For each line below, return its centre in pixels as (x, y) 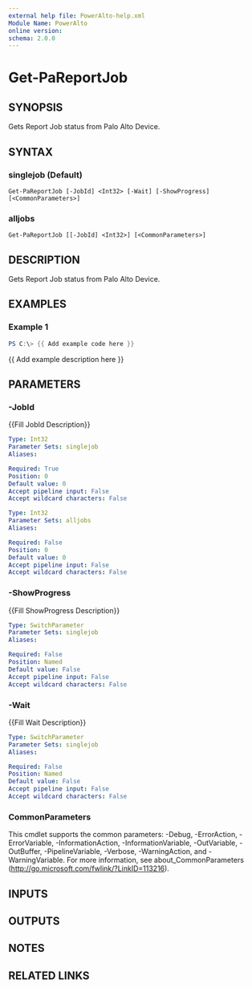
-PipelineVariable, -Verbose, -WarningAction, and (125, 852)
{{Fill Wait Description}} (47, 722)
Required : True (34, 469)
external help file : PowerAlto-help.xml (77, 16)
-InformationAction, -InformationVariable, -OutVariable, (147, 843)
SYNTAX (31, 152)
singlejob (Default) (45, 175)
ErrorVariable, (31, 843)
